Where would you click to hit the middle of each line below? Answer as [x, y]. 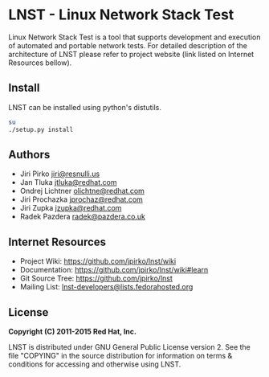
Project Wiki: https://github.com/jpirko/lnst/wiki [98, 261]
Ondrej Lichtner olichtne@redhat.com [82, 191]
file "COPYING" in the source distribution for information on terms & [120, 355]
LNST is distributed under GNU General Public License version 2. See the [130, 346]
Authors [29, 154]
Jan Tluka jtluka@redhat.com [68, 182]
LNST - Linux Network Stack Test [121, 15]
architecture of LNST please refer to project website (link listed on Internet [131, 54]
